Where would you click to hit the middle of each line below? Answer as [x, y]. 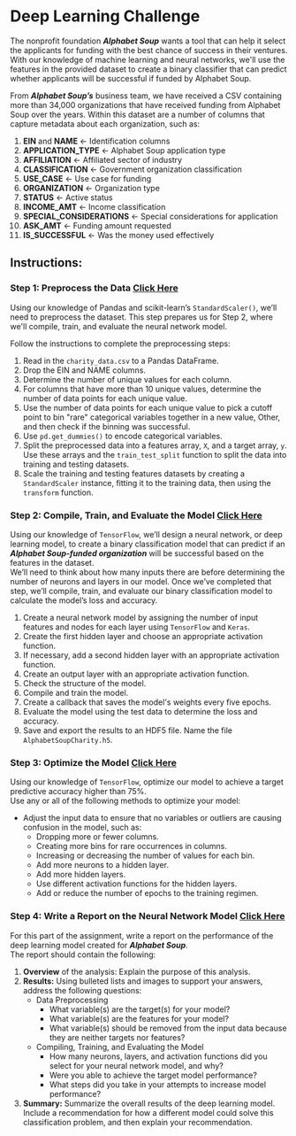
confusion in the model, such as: [82, 827]
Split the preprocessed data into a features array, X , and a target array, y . [155, 445]
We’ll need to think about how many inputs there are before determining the [148, 572]
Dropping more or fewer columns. [98, 837]
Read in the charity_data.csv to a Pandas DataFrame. [121, 360]
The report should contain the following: [83, 954]
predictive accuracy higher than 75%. [78, 792]
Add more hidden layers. [81, 875]
